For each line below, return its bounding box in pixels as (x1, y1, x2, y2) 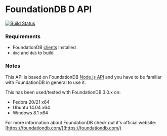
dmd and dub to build (12, 50, 54, 56)
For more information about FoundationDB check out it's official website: (5, 119, 156, 125)
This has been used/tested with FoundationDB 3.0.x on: (5, 89, 121, 95)
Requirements (5, 33, 41, 40)
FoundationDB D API (5, 4, 92, 15)
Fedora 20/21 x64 (12, 99, 50, 105)
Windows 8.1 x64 (12, 110, 48, 116)
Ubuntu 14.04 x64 (12, 104, 51, 110)
